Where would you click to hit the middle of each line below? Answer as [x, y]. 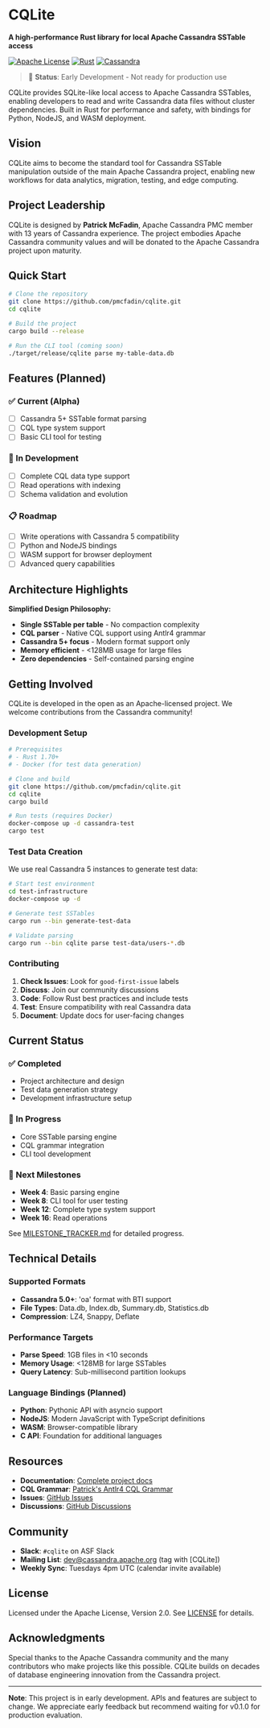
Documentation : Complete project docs [86, 1481]
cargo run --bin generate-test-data [70, 921]
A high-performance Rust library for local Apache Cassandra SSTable [127, 37]
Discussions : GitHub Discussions [76, 1507]
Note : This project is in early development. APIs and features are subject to [133, 1697]
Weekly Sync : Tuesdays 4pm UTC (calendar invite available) [121, 1568]
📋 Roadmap [33, 515]
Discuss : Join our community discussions [89, 990]
